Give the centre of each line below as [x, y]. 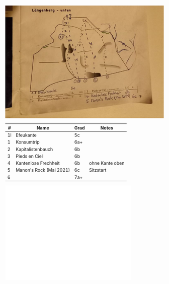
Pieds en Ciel [29, 156]
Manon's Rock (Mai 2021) [43, 170]
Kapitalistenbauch [34, 149]
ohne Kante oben [107, 163]
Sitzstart [98, 170]
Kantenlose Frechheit [38, 163]
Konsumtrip [28, 142]
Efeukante [26, 135]
